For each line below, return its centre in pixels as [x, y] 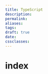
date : [11, 37]
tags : [11, 28]
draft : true [17, 32]
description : [19, 14]
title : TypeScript [24, 10]
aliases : [14, 23]
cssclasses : [17, 42]
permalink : [16, 19]
